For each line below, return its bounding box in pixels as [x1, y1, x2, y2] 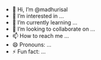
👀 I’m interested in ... [12, 12, 64, 20]
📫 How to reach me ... [12, 32, 69, 39]
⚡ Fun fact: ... [12, 48, 46, 55]
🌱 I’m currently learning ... [12, 19, 78, 26]
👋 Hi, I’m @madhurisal [12, 6, 69, 13]
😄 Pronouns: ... [12, 41, 52, 48]
